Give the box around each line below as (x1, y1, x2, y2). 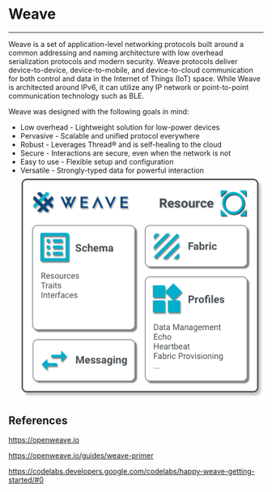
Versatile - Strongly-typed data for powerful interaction (19, 165, 204, 175)
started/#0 (8, 475, 45, 485)
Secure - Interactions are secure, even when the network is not (19, 148, 232, 158)
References (8, 413, 68, 427)
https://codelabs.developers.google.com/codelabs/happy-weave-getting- (8, 467, 255, 477)
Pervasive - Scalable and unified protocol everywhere (19, 130, 200, 140)
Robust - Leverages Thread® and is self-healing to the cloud (19, 139, 223, 149)
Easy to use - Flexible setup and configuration (19, 156, 174, 166)
